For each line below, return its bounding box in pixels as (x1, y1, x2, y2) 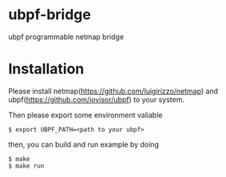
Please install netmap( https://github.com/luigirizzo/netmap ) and (8, 86, 218, 96)
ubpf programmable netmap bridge (8, 32, 125, 41)
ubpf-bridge (8, 6, 92, 24)
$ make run (8, 162, 45, 170)
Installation (8, 60, 85, 78)
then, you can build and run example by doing (8, 140, 160, 149)
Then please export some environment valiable (8, 110, 163, 120)
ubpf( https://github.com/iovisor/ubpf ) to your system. (8, 94, 185, 104)
